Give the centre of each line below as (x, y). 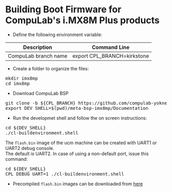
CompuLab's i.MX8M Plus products (82, 20)
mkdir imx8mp (22, 78)
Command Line (111, 47)
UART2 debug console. (30, 148)
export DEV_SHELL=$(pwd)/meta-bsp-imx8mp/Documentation (77, 108)
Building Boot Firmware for (63, 9)
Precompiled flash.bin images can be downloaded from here (78, 184)
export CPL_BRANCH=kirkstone (111, 56)
